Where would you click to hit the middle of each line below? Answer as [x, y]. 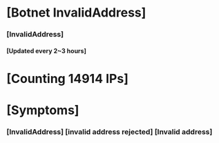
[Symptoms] [43, 110]
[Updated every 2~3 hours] [47, 50]
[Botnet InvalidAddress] [76, 13]
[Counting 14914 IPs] [67, 78]
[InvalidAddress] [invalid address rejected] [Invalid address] [109, 132]
